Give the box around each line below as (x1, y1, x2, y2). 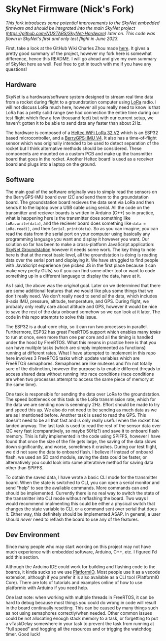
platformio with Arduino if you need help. (5, 585, 89, 591)
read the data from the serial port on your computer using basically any (5, 231, 150, 237)
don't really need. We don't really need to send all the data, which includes (5, 293, 158, 299)
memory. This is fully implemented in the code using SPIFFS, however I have (5, 433, 161, 439)
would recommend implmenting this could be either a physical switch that (5, 500, 156, 506)
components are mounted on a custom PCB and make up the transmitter (5, 150, 153, 156)
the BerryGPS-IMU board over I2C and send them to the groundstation (5, 194, 149, 200)
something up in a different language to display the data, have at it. (5, 273, 141, 279)
